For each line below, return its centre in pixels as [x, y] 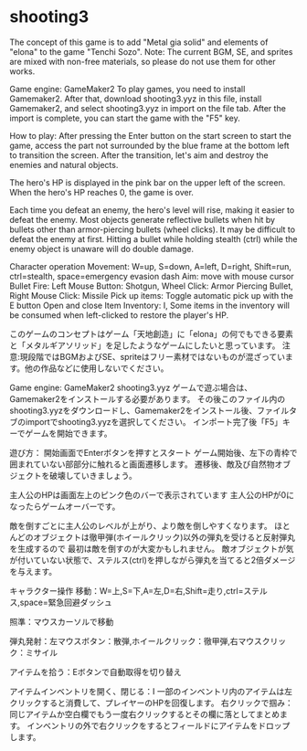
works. [22, 71]
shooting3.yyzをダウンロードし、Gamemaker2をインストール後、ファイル [149, 410]
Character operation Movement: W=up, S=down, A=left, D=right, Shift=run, [151, 266]
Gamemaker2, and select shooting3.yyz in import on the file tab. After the [148, 108]
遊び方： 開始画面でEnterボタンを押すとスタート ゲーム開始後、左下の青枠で [154, 452]
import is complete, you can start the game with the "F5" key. [125, 118]
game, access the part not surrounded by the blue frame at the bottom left [149, 145]
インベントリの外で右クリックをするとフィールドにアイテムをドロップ [159, 725]
